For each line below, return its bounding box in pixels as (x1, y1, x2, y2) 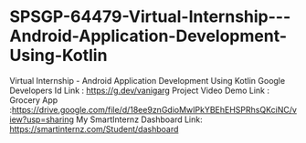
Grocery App (9, 94, 58, 106)
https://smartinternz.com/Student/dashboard (9, 123, 179, 134)
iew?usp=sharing (9, 114, 75, 125)
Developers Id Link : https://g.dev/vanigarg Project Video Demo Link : (9, 85, 270, 96)
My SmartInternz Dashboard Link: (76, 114, 203, 125)
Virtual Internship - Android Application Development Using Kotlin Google (9, 75, 286, 86)
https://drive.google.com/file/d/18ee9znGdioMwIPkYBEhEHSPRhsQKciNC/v (12, 104, 297, 115)
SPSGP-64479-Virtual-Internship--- (9, 6, 291, 27)
